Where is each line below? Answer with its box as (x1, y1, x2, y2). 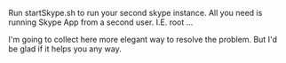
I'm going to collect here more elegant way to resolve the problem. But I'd (8, 35, 277, 44)
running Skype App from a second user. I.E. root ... (8, 17, 194, 28)
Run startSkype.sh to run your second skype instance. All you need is (8, 8, 263, 18)
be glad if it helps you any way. (8, 43, 122, 54)
